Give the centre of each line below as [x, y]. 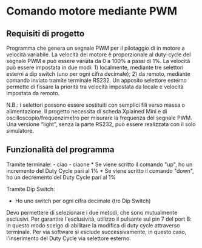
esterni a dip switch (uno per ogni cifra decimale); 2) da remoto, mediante [99, 74]
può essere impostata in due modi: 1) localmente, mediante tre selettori [95, 67]
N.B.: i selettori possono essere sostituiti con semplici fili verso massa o [96, 105]
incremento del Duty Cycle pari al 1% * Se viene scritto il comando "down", [100, 170]
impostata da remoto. [33, 93]
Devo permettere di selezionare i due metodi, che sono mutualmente [92, 212]
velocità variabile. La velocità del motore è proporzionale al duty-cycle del [99, 55]
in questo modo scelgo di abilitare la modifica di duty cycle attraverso [93, 225]
